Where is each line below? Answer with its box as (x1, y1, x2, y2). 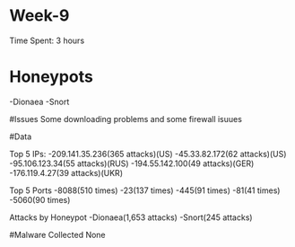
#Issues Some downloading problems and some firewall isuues (9, 113, 242, 124)
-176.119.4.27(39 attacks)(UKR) (9, 167, 124, 178)
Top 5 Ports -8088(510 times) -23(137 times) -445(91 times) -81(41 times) (9, 185, 281, 196)
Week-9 (9, 5, 70, 26)
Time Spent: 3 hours (9, 35, 85, 46)
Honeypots (9, 66, 94, 87)
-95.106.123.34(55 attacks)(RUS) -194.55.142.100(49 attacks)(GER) (9, 158, 255, 169)
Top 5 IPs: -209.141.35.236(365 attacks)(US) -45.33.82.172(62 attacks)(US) (9, 148, 287, 159)
